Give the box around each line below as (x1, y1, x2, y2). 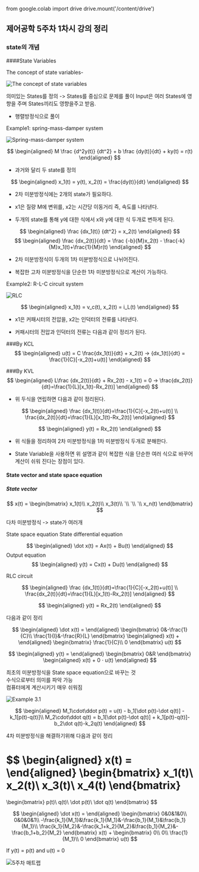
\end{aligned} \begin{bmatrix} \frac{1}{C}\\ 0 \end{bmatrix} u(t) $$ (18, 639, 182, 646)
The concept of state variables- (6, 69, 84, 76)
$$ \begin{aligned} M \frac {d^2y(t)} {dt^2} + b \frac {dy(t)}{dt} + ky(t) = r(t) (7, 147, 193, 154)
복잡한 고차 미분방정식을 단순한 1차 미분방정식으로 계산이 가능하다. (14, 268, 168, 275)
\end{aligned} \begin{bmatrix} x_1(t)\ (6, 766, 194, 780)
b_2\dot (54, 720, 73, 727)
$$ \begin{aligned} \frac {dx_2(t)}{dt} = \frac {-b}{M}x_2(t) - (14, 237, 163, 244)
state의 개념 (6, 43, 40, 51)
